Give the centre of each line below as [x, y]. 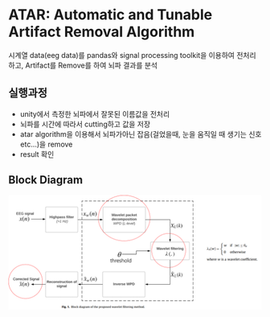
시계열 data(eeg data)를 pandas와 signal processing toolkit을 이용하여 [122, 55]
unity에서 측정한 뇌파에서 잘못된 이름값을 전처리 [95, 113]
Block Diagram [45, 180]
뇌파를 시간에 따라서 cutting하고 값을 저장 [85, 124]
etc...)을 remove [46, 144]
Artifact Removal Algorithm [102, 32]
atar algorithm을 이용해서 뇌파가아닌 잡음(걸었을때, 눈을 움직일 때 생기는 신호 [141, 134]
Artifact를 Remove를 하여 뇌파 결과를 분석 [92, 65]
